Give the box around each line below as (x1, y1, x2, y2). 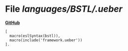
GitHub (5, 20, 20, 25)
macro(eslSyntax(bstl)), (9, 33, 61, 38)
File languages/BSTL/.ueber (5, 3, 123, 15)
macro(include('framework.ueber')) (9, 38, 83, 43)
